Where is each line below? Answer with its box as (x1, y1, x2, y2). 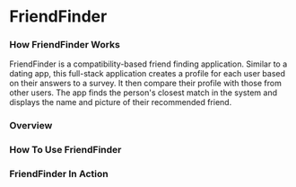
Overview (9, 120, 53, 132)
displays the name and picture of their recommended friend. (9, 97, 232, 108)
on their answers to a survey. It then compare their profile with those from (9, 78, 283, 89)
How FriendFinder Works (9, 39, 121, 51)
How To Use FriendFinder (9, 144, 122, 156)
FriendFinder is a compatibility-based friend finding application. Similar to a (9, 58, 288, 69)
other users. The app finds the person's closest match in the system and (9, 87, 278, 98)
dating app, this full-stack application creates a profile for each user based (9, 68, 285, 79)
